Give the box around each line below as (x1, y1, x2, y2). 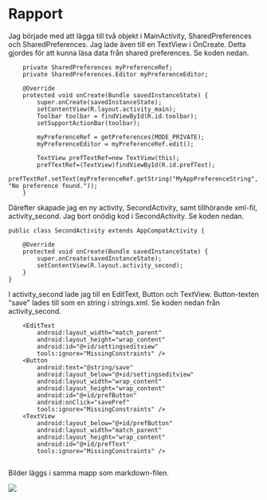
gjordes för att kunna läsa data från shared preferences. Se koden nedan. (8, 48, 249, 57)
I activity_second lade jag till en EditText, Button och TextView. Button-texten (8, 289, 259, 299)
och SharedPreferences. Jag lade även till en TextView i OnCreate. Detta (8, 39, 246, 49)
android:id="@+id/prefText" (37, 439, 130, 448)
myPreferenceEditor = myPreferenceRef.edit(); (37, 140, 194, 148)
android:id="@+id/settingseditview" (37, 342, 159, 350)
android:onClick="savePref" (37, 398, 130, 406)
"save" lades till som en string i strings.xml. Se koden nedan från (8, 298, 221, 307)
